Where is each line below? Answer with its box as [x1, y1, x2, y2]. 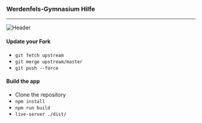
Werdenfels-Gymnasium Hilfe [6, 5, 95, 13]
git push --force [14, 65, 59, 71]
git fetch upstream [14, 52, 64, 58]
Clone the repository [14, 91, 66, 98]
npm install [14, 98, 45, 104]
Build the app [6, 77, 40, 85]
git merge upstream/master [14, 59, 83, 65]
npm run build [14, 104, 50, 111]
